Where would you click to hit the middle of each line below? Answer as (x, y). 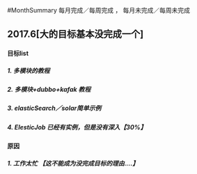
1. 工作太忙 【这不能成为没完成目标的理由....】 (73, 163)
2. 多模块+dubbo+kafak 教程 (49, 89)
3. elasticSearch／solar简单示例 (54, 108)
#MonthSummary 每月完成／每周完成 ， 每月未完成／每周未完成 (98, 10)
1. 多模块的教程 (29, 70)
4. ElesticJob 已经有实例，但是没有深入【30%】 (77, 127)
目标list (18, 53)
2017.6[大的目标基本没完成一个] (76, 34)
